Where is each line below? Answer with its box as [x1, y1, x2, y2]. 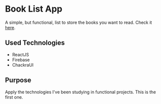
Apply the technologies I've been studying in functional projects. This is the [5, 89, 156, 95]
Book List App [5, 3, 62, 15]
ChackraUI [12, 62, 34, 68]
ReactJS [12, 52, 29, 57]
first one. [5, 94, 23, 100]
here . [5, 24, 16, 30]
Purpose [5, 76, 32, 85]
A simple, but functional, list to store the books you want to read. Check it [5, 19, 152, 25]
